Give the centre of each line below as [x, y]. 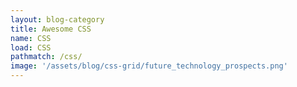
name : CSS [31, 38]
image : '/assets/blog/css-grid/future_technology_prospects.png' [149, 66]
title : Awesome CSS [51, 29]
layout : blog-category [57, 19]
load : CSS [31, 47]
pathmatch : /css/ [46, 57]
